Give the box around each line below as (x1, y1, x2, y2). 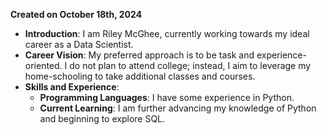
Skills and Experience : (24, 81, 120, 93)
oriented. (24, 60, 63, 71)
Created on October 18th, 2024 (10, 9, 143, 20)
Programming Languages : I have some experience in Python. (39, 92, 295, 103)
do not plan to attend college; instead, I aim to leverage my (69, 60, 312, 71)
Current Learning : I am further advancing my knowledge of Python (39, 102, 317, 114)
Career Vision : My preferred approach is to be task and (24, 49, 255, 61)
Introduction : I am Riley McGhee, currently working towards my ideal (24, 28, 310, 39)
